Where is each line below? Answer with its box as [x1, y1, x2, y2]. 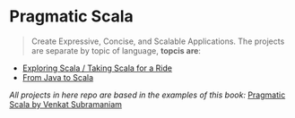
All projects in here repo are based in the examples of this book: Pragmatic [9, 89, 286, 100]
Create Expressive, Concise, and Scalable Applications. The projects [30, 36, 285, 46]
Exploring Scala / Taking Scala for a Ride [22, 63, 173, 73]
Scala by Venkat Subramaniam [9, 98, 123, 109]
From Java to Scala [22, 72, 94, 82]
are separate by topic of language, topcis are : [30, 45, 202, 55]
